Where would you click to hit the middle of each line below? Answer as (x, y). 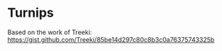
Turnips (31, 13)
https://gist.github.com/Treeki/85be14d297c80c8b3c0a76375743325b (111, 39)
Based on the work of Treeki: (50, 32)
